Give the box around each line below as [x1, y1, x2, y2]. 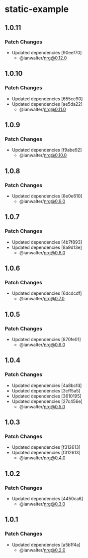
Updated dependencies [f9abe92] [11, 147, 82, 153]
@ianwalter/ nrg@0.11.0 [19, 106, 66, 112]
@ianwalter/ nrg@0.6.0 [19, 342, 66, 348]
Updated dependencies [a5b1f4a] [11, 542, 81, 548]
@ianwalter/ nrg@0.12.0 [19, 55, 67, 61]
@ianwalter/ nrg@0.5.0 [19, 403, 66, 409]
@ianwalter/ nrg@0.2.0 [19, 547, 66, 553]
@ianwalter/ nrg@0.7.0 [19, 296, 65, 302]
